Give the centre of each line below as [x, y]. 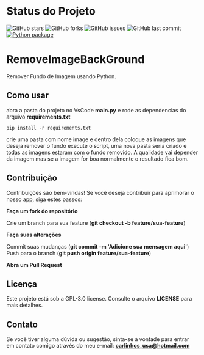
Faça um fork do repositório [42, 211]
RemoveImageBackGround [76, 60]
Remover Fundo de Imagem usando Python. [62, 76]
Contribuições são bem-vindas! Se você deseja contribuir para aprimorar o [100, 192]
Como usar [28, 96]
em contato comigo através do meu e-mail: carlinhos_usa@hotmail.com [98, 346]
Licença [22, 284]
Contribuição [32, 178]
